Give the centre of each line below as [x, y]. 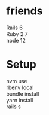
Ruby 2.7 [17, 34]
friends [24, 11]
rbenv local [20, 87]
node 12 [16, 40]
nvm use [17, 81]
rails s [13, 107]
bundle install [23, 93]
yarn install [20, 100]
